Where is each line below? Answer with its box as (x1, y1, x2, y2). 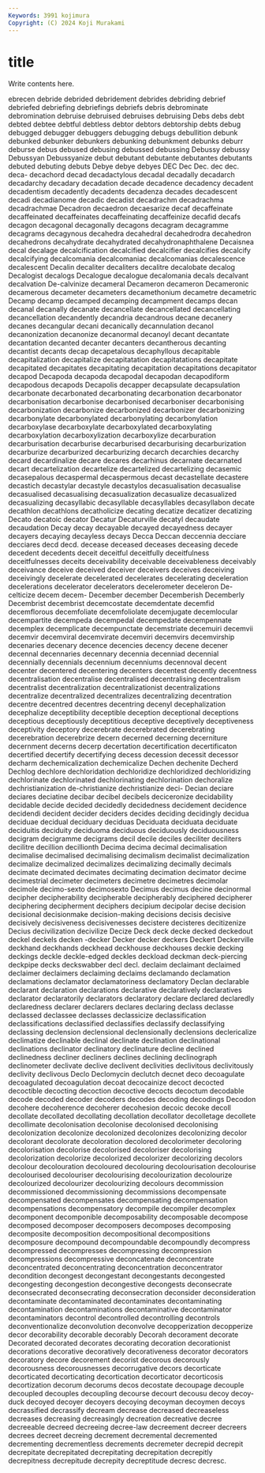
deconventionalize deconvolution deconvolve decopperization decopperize (8, 1322, 254, 1331)
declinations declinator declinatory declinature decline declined (8, 1044, 215, 1054)
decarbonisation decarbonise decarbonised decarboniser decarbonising (8, 397, 244, 407)
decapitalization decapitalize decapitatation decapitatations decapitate (8, 355, 238, 365)
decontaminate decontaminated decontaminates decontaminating (8, 1297, 222, 1306)
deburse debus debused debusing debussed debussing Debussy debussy (8, 145, 250, 154)
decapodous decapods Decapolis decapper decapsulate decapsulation (8, 381, 241, 390)
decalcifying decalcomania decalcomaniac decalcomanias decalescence (8, 254, 246, 263)
